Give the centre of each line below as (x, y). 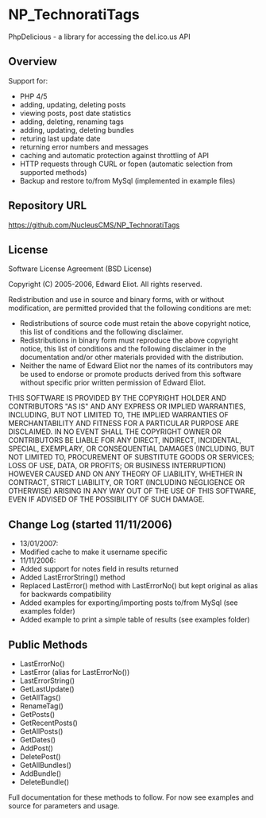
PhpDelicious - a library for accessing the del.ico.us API (99, 37)
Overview (33, 62)
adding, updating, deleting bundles (77, 130)
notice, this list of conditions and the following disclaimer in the (123, 349)
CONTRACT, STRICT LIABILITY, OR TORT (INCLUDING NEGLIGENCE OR (127, 483)
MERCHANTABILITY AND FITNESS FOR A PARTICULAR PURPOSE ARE (124, 424)
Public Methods (48, 644)
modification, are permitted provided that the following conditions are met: (130, 308)
